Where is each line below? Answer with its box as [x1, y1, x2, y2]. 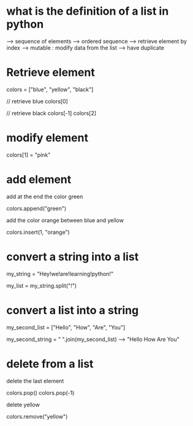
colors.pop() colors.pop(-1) [6, 389, 75, 396]
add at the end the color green [6, 193, 83, 200]
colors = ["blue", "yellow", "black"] [6, 86, 94, 93]
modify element [6, 131, 89, 145]
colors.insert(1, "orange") [6, 228, 70, 236]
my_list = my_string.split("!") [6, 282, 77, 289]
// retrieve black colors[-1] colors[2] [6, 109, 97, 117]
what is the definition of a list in [6, 4, 169, 18]
